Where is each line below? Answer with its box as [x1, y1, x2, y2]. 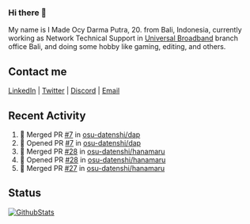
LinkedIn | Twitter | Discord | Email [8, 86, 120, 96]
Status [8, 186, 42, 200]
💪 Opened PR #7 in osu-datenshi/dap [19, 138, 141, 147]
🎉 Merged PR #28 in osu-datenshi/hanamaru [19, 146, 165, 156]
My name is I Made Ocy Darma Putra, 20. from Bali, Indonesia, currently [8, 25, 243, 35]
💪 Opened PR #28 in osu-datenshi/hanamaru [19, 154, 166, 165]
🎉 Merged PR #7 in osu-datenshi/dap [19, 130, 141, 139]
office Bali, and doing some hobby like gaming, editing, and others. [8, 42, 226, 51]
